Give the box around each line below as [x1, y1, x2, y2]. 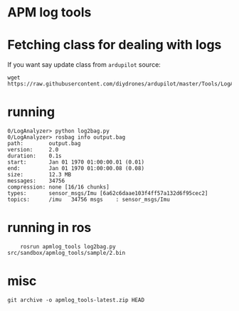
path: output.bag [7, 140, 81, 147]
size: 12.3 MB [7, 172, 72, 179]
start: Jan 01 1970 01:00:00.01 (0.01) [7, 159, 144, 166]
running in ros [7, 220, 92, 236]
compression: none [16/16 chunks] [7, 184, 110, 191]
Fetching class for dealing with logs [7, 37, 222, 53]
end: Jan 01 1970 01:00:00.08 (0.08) [7, 165, 144, 172]
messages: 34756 [7, 177, 65, 185]
